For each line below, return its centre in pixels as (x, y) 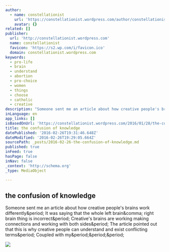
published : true (22, 147)
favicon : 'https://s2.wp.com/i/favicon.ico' (57, 48)
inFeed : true (19, 152)
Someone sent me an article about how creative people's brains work (78, 208)
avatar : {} (26, 24)
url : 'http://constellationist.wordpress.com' (60, 39)
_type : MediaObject (26, 171)
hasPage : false (21, 156)
